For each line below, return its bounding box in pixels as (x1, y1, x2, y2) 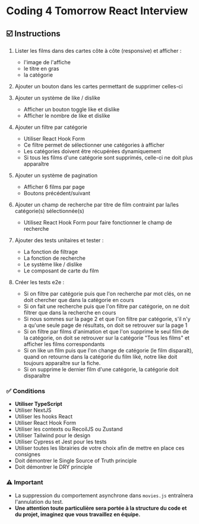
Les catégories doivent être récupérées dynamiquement (23, 148, 162, 155)
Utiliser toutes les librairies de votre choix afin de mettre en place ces (14, 444, 185, 452)
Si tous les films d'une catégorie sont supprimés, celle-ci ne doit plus (23, 154, 193, 161)
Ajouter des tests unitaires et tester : (14, 237, 104, 244)
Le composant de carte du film (23, 267, 99, 274)
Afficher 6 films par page (23, 183, 85, 190)
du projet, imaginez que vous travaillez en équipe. (14, 510, 141, 517)
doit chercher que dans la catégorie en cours (23, 297, 134, 303)
